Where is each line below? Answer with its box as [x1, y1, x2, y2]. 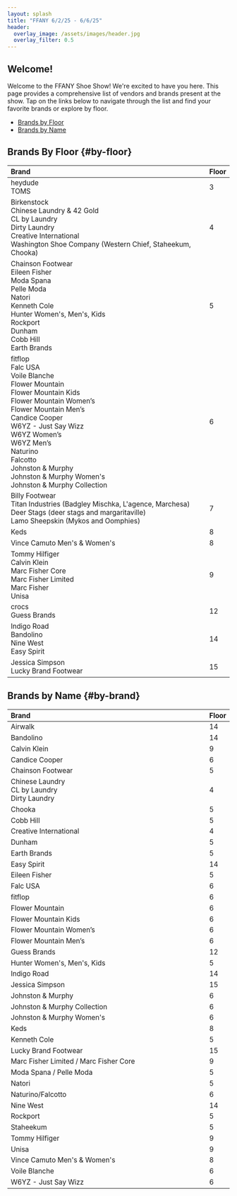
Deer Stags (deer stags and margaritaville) [10, 508, 146, 518]
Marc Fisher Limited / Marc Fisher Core [10, 1057, 135, 1066]
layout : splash [7, 10, 52, 18]
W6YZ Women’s [10, 430, 62, 439]
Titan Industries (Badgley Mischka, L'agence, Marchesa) [10, 500, 190, 509]
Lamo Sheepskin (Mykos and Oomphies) [10, 516, 141, 526]
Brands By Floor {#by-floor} [7, 146, 133, 158]
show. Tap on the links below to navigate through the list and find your [7, 96, 212, 105]
